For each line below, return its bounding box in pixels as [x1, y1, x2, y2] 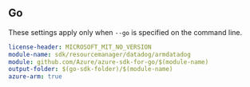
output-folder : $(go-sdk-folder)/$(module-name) [8, 65, 173, 73]
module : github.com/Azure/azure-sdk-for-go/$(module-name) [8, 57, 209, 66]
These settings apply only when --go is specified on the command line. [8, 27, 242, 37]
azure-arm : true [8, 73, 62, 81]
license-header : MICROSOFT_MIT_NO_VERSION [8, 43, 152, 51]
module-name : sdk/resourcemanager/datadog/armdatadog [8, 50, 192, 58]
